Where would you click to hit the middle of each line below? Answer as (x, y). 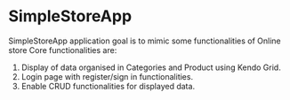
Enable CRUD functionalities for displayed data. (108, 86)
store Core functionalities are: (63, 50)
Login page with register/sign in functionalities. (107, 76)
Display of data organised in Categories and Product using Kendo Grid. (151, 67)
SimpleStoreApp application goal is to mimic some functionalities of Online (145, 41)
